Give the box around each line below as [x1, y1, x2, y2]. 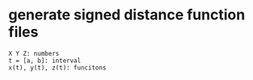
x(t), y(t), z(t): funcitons [8, 63, 107, 72]
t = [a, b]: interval [8, 57, 82, 65]
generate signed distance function [8, 6, 246, 24]
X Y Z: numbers [8, 49, 60, 57]
